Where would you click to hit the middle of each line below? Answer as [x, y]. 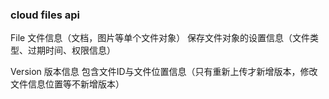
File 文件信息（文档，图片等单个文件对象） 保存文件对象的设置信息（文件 [160, 38]
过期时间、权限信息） [71, 50]
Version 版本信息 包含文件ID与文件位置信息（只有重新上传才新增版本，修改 [164, 72]
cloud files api [45, 15]
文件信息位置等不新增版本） [67, 84]
